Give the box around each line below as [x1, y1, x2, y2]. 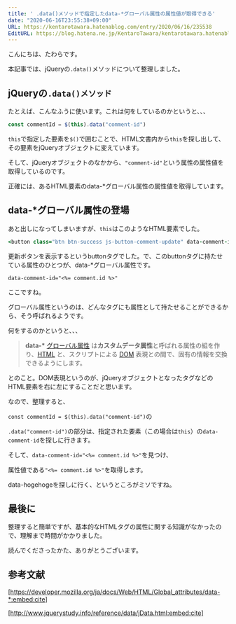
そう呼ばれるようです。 [20, 311, 88, 319]
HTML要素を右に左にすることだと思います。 [8, 382, 136, 391]
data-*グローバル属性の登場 [8, 204, 130, 216]
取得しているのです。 [8, 167, 69, 175]
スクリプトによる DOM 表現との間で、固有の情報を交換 [68, 349, 228, 358]
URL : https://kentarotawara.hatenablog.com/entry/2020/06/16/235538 [8, 23, 212, 30]
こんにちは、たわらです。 [8, 50, 81, 58]
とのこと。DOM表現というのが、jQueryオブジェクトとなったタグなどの [8, 373, 214, 382]
